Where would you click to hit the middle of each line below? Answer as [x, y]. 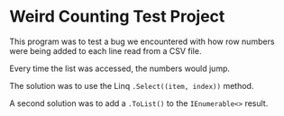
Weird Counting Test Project [117, 17]
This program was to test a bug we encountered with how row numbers [142, 41]
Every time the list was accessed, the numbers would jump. [120, 68]
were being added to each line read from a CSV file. [105, 50]
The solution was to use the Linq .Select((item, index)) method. [132, 85]
